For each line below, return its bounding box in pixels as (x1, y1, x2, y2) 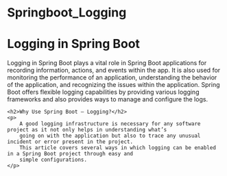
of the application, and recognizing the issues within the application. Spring (7, 81, 221, 89)
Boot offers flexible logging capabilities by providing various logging (7, 88, 200, 97)
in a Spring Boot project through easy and (7, 151, 134, 158)
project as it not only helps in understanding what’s (7, 127, 167, 134)
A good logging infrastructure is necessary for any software (19, 121, 201, 127)
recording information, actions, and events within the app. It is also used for (7, 66, 221, 75)
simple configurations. (19, 156, 88, 164)
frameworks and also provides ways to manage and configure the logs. (7, 95, 208, 103)
